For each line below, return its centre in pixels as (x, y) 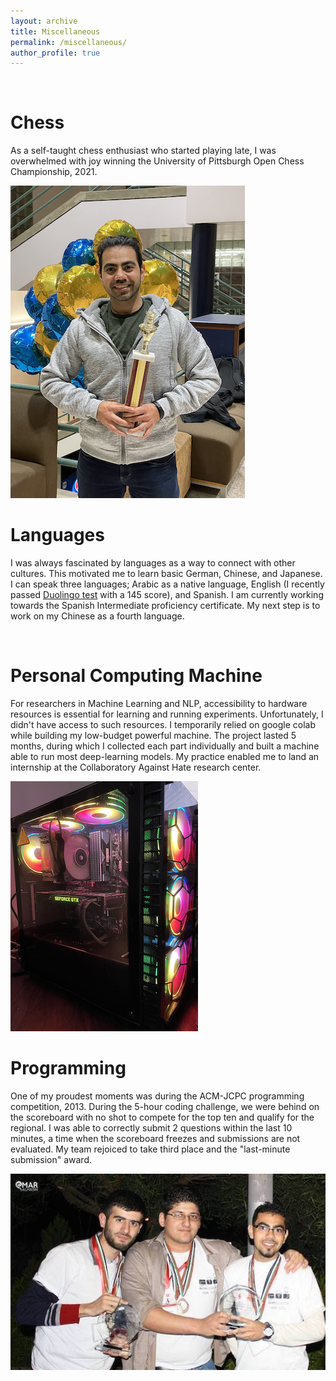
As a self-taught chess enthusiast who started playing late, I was (143, 151)
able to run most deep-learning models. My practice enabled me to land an (165, 757)
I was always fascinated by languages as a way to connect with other (153, 563)
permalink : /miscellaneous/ (69, 42)
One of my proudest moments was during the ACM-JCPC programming (157, 1096)
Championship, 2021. (54, 172)
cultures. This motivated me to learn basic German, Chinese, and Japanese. (166, 574)
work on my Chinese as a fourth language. (97, 616)
